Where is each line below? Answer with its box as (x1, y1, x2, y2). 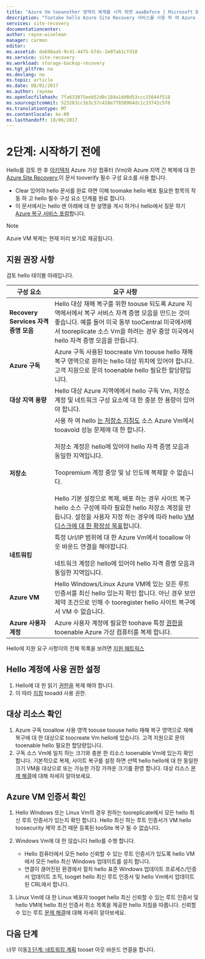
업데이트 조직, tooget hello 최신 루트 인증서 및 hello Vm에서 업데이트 (31, 873, 195, 880)
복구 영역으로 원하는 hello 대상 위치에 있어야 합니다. (54, 357, 194, 365)
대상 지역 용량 (9, 396, 47, 404)
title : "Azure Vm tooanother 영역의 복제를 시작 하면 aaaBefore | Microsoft (6, 9, 193, 15)
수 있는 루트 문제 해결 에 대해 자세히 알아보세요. (15, 909, 126, 916)
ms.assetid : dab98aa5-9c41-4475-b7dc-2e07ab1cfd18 (6, 49, 138, 55)
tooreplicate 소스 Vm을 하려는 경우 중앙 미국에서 (62, 327, 194, 335)
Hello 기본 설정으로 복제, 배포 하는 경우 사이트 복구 (54, 494, 191, 503)
